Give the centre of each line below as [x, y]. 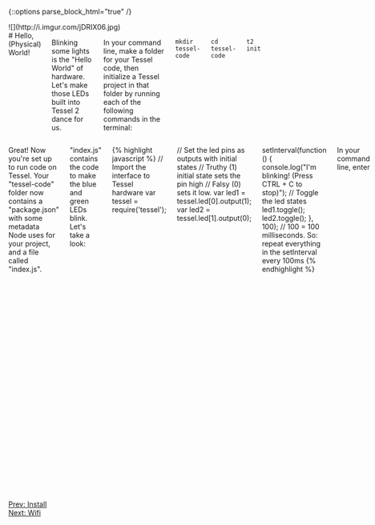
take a [80, 235]
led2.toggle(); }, [288, 218]
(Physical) [25, 44]
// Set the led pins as [211, 150]
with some [25, 218]
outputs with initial [207, 158]
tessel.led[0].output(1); [214, 201]
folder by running [131, 94]
